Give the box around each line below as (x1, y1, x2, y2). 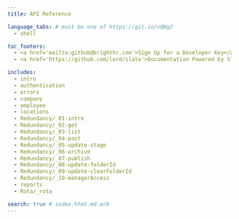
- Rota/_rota (14, 188, 53, 195)
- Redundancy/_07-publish (14, 154, 91, 162)
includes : (7, 69, 37, 76)
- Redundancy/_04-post (14, 134, 81, 142)
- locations (14, 108, 50, 116)
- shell (14, 30, 37, 37)
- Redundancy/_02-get (14, 122, 78, 129)
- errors (14, 88, 40, 96)
